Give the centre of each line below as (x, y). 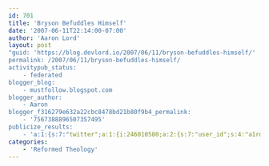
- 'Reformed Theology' (60, 149)
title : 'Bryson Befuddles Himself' (68, 23)
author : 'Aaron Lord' (44, 38)
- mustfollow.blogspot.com (68, 90)
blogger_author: (35, 97)
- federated (42, 75)
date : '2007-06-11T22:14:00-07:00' (68, 30)
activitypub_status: (43, 68)
